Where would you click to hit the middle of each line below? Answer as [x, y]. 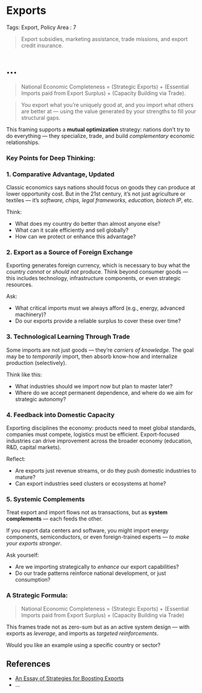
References [28, 664]
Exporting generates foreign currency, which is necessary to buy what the [98, 265]
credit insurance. [42, 45]
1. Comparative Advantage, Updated [60, 174]
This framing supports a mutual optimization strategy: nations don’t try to [98, 129]
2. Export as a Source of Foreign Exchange [70, 252]
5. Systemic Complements [46, 499]
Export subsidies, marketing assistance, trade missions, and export [104, 39]
